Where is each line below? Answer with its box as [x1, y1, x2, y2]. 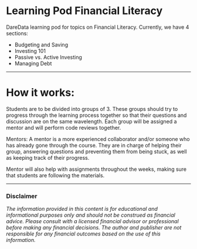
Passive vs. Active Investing [14, 53, 82, 60]
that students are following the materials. [6, 171, 105, 179]
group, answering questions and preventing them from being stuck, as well [6, 148, 187, 155]
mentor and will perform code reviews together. [6, 124, 121, 131]
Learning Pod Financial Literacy [6, 4, 163, 18]
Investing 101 [14, 47, 46, 54]
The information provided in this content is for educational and [6, 206, 158, 213]
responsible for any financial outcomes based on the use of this [6, 230, 161, 237]
